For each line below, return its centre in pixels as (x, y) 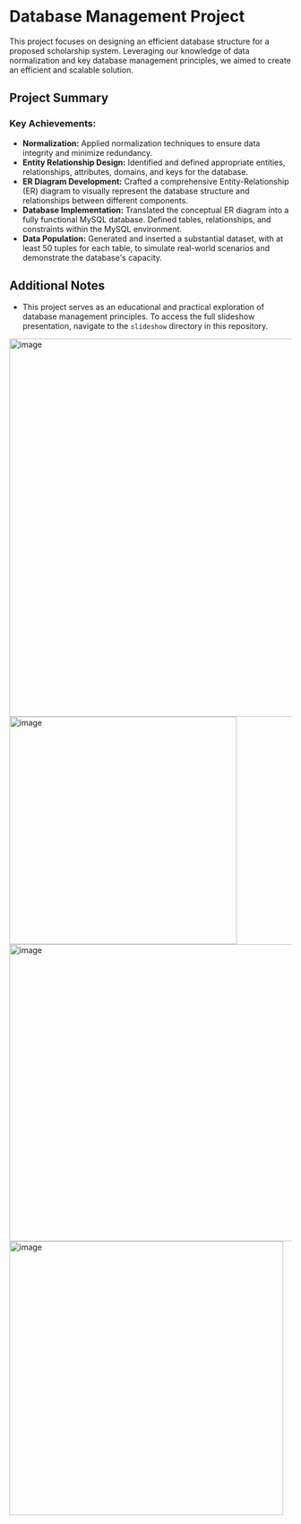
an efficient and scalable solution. (72, 70)
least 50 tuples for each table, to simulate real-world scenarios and (146, 247)
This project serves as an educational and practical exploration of (143, 307)
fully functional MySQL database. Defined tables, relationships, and (146, 219)
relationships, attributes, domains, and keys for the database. (135, 171)
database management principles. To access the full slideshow (138, 316)
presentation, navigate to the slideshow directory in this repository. (145, 326)
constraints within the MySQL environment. (102, 229)
